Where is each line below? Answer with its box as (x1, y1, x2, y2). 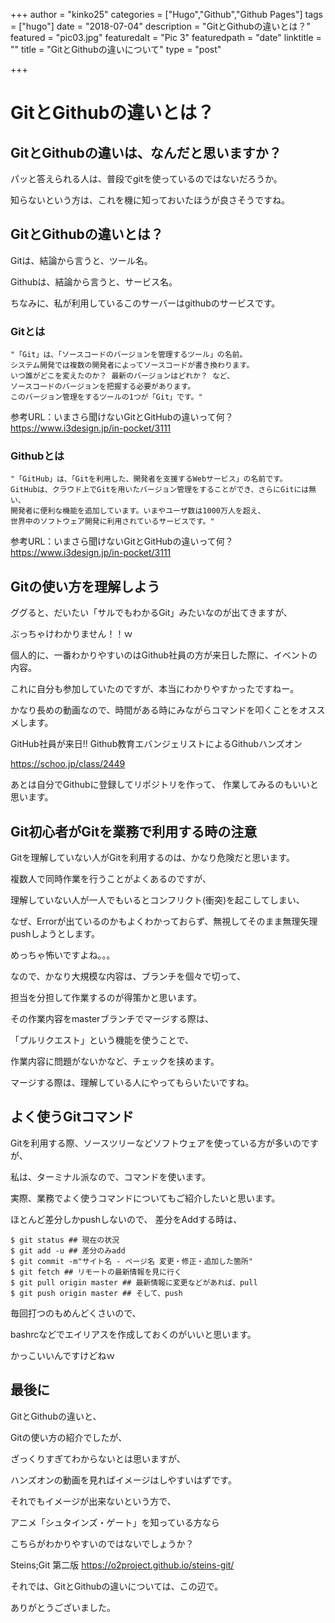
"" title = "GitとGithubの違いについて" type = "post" (10, 44, 222, 55)
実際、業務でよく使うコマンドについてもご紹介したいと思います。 (10, 1192, 281, 1204)
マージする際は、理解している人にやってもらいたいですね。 (10, 1077, 255, 1089)
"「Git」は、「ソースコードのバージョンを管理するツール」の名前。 (10, 350, 248, 360)
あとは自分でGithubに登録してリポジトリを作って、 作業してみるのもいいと (10, 779, 319, 791)
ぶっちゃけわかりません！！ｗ (10, 628, 133, 640)
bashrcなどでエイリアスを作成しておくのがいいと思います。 (10, 1328, 257, 1340)
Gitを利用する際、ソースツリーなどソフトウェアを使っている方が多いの (10, 1137, 302, 1149)
